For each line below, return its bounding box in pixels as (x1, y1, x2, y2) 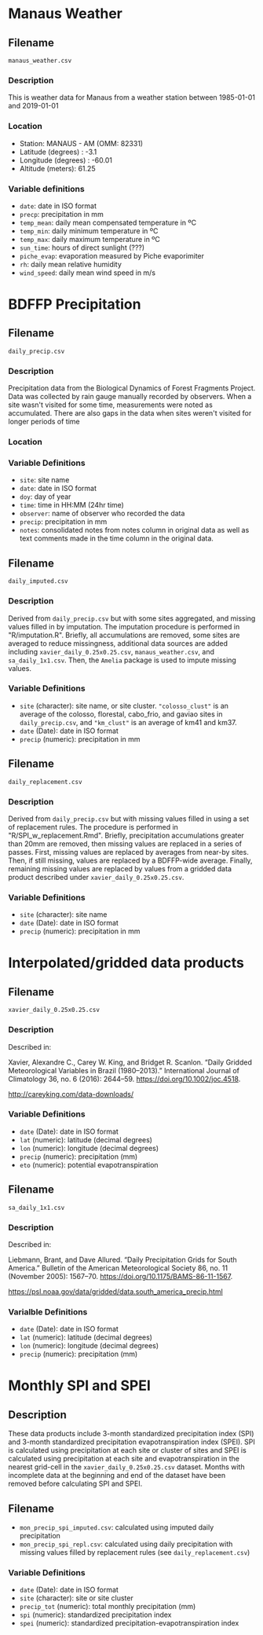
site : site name (19, 475, 70, 485)
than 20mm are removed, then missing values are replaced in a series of (8, 838, 242, 849)
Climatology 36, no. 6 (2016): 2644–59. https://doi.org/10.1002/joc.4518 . (8, 1074, 241, 1083)
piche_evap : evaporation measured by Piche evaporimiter (19, 251, 205, 260)
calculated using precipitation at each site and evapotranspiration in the (8, 1454, 239, 1464)
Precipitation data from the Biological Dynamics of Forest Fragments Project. (8, 383, 256, 393)
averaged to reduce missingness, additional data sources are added (8, 638, 228, 648)
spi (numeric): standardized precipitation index (19, 1610, 172, 1619)
